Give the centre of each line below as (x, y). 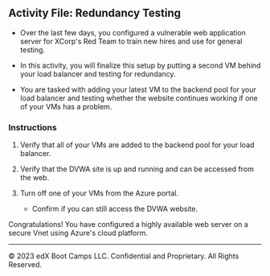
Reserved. (25, 265)
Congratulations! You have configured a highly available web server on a (129, 225)
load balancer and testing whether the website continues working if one (139, 98)
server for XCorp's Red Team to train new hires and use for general (131, 41)
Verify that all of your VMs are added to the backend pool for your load (137, 145)
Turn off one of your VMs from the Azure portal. (99, 193)
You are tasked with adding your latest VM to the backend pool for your (138, 89)
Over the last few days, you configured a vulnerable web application (133, 32)
